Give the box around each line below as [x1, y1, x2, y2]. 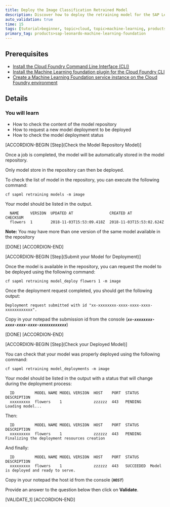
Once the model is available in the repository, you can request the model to [5, 263, 162, 269]
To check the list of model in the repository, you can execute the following [5, 176, 159, 183]
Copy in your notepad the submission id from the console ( [5, 316, 128, 322]
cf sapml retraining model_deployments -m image [5, 366, 110, 371]
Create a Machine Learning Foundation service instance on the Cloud [12, 74, 158, 80]
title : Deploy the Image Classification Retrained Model [5, 7, 128, 13]
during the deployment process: [5, 381, 72, 387]
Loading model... [5, 403, 42, 409]
